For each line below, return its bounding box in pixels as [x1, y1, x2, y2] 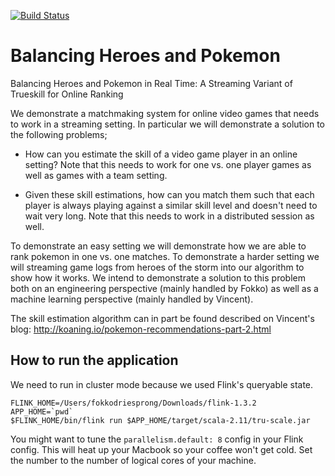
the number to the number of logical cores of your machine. [10, 454, 257, 466]
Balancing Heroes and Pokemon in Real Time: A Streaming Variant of [10, 77, 293, 89]
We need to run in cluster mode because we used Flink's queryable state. [10, 378, 314, 390]
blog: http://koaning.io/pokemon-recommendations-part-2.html [10, 323, 272, 335]
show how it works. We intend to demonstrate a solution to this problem [10, 271, 306, 284]
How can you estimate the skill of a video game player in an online [24, 148, 298, 160]
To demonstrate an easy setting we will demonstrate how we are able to [10, 240, 307, 252]
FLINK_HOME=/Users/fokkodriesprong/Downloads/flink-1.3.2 [10, 398, 257, 408]
